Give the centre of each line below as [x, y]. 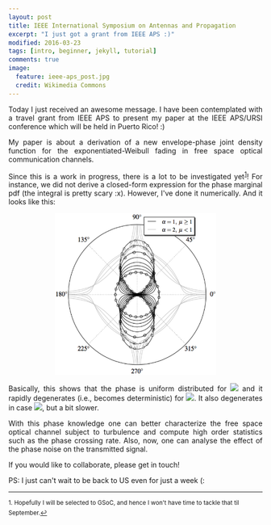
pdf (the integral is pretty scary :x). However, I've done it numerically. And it [135, 193]
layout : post [30, 17]
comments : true [34, 60]
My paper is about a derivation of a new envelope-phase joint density [135, 142]
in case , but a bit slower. [54, 408]
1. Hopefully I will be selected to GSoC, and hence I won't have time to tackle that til [124, 503]
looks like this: [32, 202]
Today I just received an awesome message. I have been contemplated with [135, 109]
